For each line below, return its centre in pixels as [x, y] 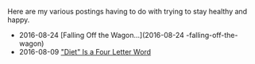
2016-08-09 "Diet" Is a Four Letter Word [85, 52]
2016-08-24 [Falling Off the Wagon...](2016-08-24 [101, 35]
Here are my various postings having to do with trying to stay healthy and [127, 11]
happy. [19, 20]
